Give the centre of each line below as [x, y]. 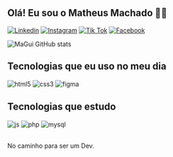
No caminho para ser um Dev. [51, 146]
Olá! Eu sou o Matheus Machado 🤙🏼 [88, 13]
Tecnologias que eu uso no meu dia [87, 66]
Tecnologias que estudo [62, 106]
